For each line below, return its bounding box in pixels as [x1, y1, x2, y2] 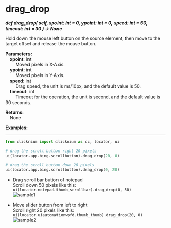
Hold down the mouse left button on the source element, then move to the [5, 35, 160, 41]
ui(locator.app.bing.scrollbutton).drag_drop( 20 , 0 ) [5, 153, 120, 158]
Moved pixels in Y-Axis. [15, 72, 65, 78]
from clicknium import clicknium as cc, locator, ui [5, 139, 120, 144]
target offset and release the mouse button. [5, 40, 97, 46]
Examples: [5, 124, 28, 131]
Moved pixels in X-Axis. [15, 61, 65, 67]
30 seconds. [5, 99, 32, 105]
